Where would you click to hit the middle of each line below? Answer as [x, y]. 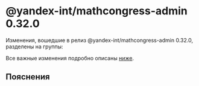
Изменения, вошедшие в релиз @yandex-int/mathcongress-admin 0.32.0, [99, 40]
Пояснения [28, 77]
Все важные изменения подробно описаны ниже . [70, 58]
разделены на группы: [35, 47]
